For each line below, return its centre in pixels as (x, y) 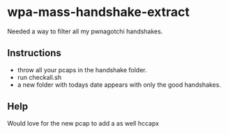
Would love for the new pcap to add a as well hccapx (83, 123)
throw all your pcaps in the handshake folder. (82, 69)
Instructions (34, 53)
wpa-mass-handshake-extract (98, 12)
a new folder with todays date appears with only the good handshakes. (119, 85)
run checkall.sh (39, 77)
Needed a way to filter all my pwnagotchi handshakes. (85, 31)
